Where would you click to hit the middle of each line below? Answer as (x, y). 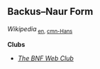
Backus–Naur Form (50, 12)
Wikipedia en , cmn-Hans (40, 30)
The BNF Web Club (46, 58)
